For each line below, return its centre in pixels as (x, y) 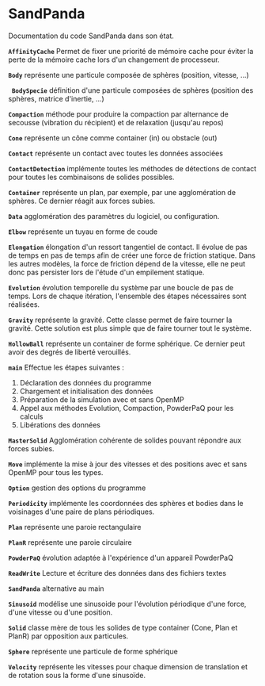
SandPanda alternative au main (56, 588)
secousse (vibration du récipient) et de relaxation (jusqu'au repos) (116, 122)
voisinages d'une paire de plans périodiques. (81, 512)
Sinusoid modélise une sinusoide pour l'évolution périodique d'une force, (127, 604)
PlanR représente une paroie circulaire (70, 542)
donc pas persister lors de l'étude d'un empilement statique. (106, 272)
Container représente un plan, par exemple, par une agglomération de (122, 192)
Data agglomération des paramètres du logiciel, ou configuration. (114, 216)
